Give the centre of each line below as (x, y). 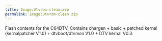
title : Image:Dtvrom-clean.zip (37, 10)
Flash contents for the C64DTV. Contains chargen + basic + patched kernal (81, 28)
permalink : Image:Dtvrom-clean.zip (41, 14)
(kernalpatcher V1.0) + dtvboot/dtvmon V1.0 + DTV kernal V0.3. (69, 33)
